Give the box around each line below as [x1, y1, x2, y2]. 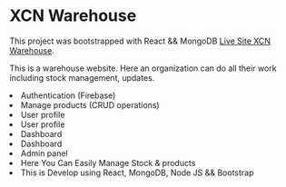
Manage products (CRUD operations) [21, 99, 161, 110]
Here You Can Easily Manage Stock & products [21, 157, 196, 168]
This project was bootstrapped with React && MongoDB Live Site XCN [9, 35, 271, 46]
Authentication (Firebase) [21, 90, 116, 101]
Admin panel [21, 147, 68, 159]
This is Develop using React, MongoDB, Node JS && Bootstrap [21, 167, 254, 178]
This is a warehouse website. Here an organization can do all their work [9, 63, 277, 74]
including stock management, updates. [9, 72, 155, 83]
